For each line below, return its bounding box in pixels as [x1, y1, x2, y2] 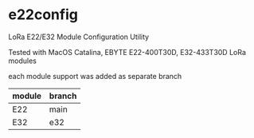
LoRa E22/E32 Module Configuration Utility [8, 32, 150, 41]
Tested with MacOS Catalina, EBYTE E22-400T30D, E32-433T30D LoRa [8, 47, 247, 57]
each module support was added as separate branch [8, 71, 182, 81]
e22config [8, 6, 78, 24]
